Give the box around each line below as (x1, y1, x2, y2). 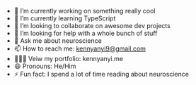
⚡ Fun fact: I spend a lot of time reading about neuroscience (13, 70, 190, 78)
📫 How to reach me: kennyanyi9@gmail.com (13, 44, 146, 53)
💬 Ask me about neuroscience (13, 37, 103, 45)
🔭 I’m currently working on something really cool (13, 7, 156, 15)
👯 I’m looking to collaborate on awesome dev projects (13, 22, 171, 30)
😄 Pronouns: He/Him (13, 62, 76, 70)
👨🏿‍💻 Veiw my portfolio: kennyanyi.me (13, 55, 124, 63)
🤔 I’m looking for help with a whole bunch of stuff (13, 29, 158, 37)
